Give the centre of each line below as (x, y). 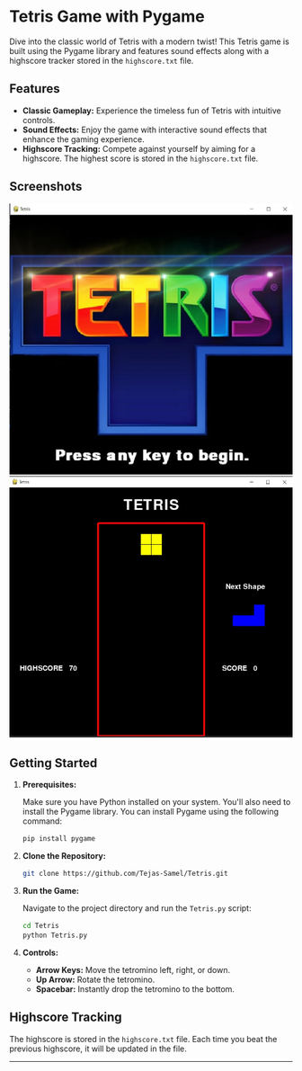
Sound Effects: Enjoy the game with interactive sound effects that (145, 129)
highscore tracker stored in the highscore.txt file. (102, 60)
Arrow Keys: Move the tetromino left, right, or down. (133, 969)
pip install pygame (59, 839)
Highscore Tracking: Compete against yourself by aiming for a (139, 148)
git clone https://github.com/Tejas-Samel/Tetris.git (125, 874)
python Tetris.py (55, 935)
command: (42, 821)
